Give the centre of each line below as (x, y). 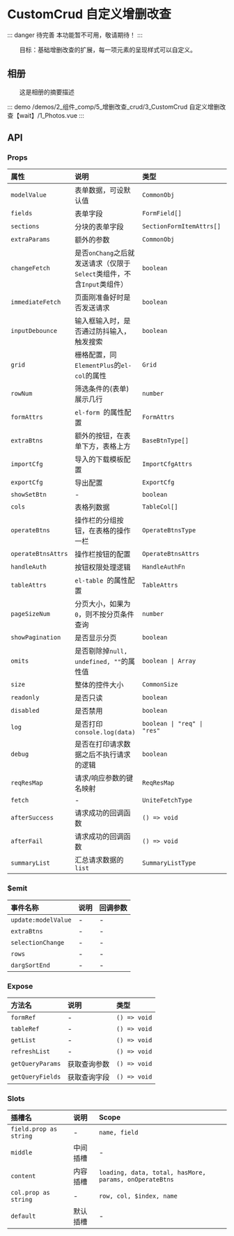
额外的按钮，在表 (102, 436)
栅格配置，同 (95, 355)
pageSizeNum (31, 614)
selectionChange (38, 942)
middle (22, 1153)
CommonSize (160, 685)
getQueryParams (36, 1064)
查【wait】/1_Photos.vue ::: (46, 115)
